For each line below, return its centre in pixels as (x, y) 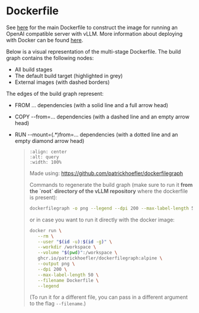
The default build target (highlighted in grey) (69, 76)
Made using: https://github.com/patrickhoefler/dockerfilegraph (106, 173)
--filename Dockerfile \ (68, 280)
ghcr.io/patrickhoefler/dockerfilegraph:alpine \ (100, 258)
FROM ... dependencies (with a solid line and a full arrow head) (92, 105)
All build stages (33, 69)
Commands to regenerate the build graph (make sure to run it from (111, 184)
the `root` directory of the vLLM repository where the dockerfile (109, 191)
